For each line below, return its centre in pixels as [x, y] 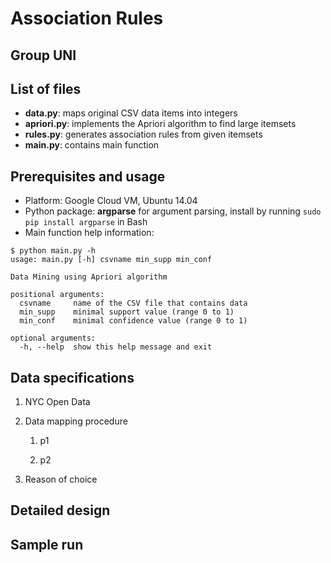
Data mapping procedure [76, 421]
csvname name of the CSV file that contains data [133, 303]
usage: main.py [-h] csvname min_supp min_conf [111, 260]
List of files [46, 88]
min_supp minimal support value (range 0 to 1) [127, 312]
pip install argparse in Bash [86, 222]
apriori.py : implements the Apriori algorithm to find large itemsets [160, 124]
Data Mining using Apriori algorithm [89, 277]
